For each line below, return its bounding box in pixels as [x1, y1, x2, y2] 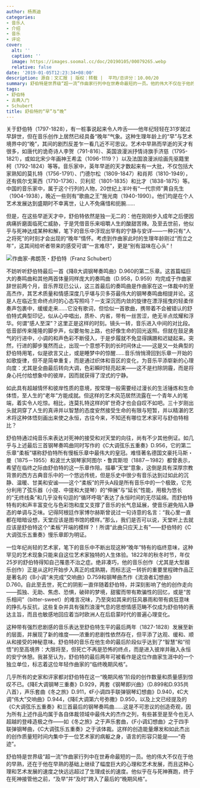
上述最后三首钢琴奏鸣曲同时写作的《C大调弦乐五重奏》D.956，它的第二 [16, 442, 192, 449]
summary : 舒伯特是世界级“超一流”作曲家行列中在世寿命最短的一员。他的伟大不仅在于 [6, 81, 186, 87]
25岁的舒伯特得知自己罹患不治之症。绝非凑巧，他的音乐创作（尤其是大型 [6, 559, 185, 566]
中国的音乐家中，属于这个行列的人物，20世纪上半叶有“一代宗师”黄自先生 [6, 185, 185, 192]
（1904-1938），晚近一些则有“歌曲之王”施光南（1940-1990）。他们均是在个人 [6, 192, 194, 200]
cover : [6, 42, 23, 48]
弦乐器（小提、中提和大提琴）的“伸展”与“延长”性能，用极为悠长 [26, 487, 183, 494]
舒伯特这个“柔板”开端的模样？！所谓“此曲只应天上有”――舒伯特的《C [21, 524, 192, 531]
